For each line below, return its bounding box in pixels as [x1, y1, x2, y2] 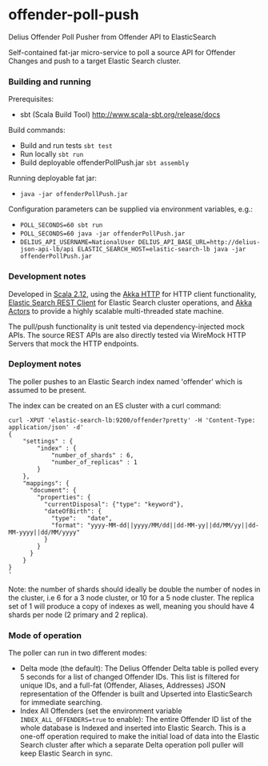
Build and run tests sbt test [19, 141, 113, 150]
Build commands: [8, 126, 66, 135]
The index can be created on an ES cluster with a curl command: [8, 400, 222, 410]
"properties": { [37, 493, 91, 501]
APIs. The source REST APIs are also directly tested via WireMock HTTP [8, 330, 246, 339]
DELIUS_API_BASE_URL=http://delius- [138, 239, 261, 247]
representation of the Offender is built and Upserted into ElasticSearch [19, 689, 253, 699]
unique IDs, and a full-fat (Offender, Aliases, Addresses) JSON [19, 680, 226, 690]
